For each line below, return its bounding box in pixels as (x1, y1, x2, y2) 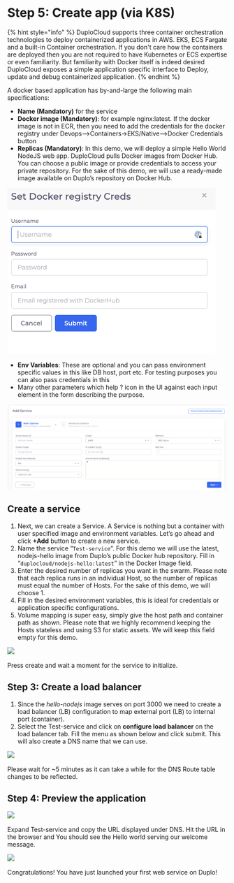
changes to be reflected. (7, 772, 78, 780)
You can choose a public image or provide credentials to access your (17, 159, 217, 167)
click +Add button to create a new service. (17, 537, 140, 545)
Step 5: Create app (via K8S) (7, 5, 175, 21)
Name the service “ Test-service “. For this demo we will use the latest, (17, 543, 219, 553)
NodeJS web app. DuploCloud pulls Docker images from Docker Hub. (17, 152, 218, 160)
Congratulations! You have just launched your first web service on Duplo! (7, 868, 218, 877)
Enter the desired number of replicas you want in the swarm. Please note (17, 566, 228, 574)
